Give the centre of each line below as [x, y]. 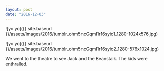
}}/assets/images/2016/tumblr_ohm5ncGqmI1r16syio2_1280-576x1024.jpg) [82, 49]
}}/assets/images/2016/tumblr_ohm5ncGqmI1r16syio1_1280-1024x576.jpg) [82, 34]
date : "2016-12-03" [26, 14]
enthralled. [16, 64]
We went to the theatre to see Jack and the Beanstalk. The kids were [76, 58]
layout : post [19, 10]
